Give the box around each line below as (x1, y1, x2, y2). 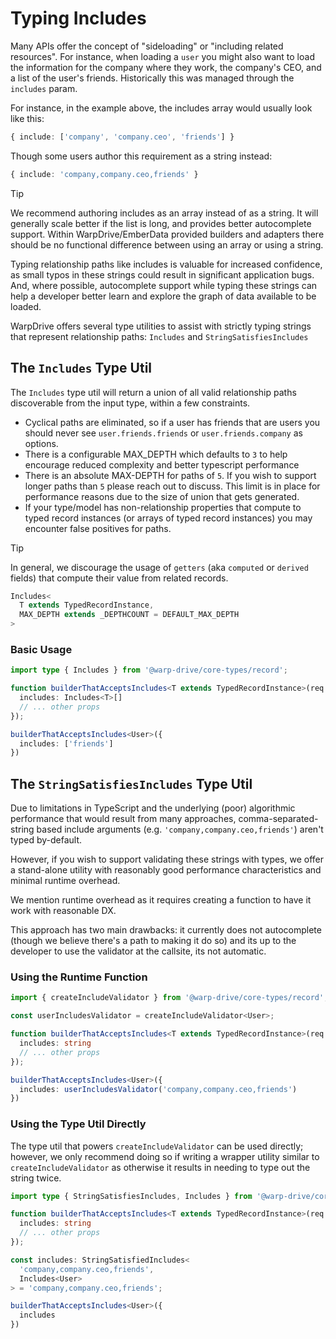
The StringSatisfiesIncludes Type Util (10, 775, 253, 792)
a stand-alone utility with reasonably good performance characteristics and (10, 864, 322, 876)
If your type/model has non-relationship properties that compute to (24, 501, 302, 513)
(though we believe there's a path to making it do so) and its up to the (10, 935, 297, 947)
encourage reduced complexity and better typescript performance (24, 458, 300, 471)
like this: (10, 112, 45, 124)
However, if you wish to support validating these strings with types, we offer (10, 853, 325, 866)
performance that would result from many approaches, (10, 813, 237, 825)
